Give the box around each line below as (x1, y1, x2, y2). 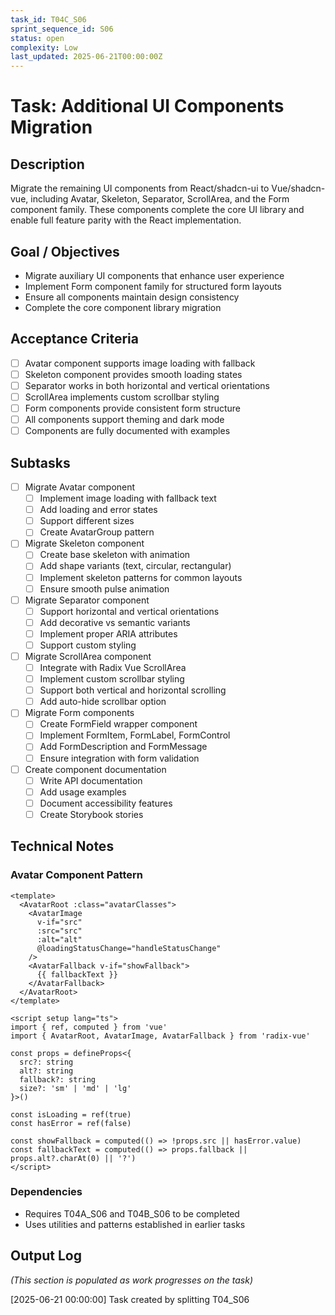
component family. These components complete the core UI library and (10, 204, 305, 216)
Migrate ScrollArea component (24, 650, 152, 662)
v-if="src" (36, 917, 83, 927)
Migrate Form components (24, 707, 135, 719)
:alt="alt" (36, 934, 83, 945)
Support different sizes (39, 515, 135, 527)
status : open (10, 33, 65, 43)
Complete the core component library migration (24, 301, 222, 313)
